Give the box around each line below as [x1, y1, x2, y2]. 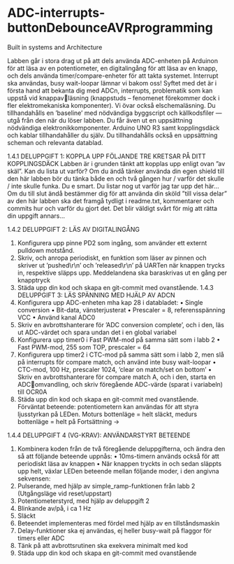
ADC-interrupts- [7, 5, 105, 21]
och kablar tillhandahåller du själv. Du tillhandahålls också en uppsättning [7, 131, 218, 139]
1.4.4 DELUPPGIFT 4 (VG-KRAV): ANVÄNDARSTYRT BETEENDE [7, 431, 191, 439]
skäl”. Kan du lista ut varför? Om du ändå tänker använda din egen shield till [7, 167, 225, 175]
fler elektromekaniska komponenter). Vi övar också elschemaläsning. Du [7, 101, 216, 109]
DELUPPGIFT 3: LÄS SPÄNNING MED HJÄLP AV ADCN [17, 291, 175, 299]
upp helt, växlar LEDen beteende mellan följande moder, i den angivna [17, 467, 219, 475]
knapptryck [17, 275, 51, 284]
